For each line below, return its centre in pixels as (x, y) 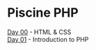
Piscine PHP (43, 13)
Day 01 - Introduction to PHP (48, 39)
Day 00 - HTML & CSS (39, 32)
